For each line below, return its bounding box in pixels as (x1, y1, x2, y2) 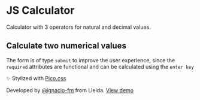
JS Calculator (6, 4, 75, 17)
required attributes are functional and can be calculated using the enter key (6, 63, 195, 70)
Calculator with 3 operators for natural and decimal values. (6, 23, 151, 31)
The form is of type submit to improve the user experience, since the (6, 56, 175, 63)
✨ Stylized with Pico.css (6, 74, 66, 81)
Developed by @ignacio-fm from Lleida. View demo (6, 86, 134, 93)
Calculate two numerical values (6, 41, 127, 51)
